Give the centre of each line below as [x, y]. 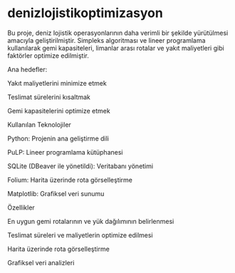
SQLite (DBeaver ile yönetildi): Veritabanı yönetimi [80, 166]
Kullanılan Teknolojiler [39, 124]
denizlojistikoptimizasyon [85, 13]
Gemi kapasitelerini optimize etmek [59, 110]
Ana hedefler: [27, 69]
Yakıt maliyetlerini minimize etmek [57, 83]
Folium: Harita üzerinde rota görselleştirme [70, 180]
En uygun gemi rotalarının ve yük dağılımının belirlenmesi [91, 221]
